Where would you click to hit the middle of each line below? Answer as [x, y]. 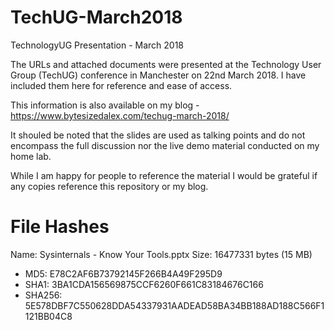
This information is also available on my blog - [105, 105]
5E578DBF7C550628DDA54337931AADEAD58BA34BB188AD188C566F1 [174, 305]
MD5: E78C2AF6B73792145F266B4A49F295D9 [123, 273]
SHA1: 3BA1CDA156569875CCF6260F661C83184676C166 [144, 284]
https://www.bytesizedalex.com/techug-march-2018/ [120, 115]
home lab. [31, 156]
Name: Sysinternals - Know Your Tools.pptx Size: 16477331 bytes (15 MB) [161, 254]
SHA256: [43, 295]
